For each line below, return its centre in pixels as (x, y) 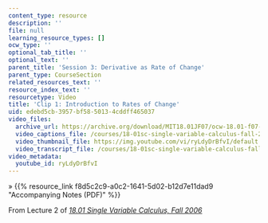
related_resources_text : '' (55, 82)
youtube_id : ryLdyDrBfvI (57, 164)
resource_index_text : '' (49, 90)
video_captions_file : (51, 134)
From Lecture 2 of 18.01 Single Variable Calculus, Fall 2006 (105, 210)
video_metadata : (35, 156)
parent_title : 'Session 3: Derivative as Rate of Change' (106, 68)
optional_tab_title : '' (48, 53)
